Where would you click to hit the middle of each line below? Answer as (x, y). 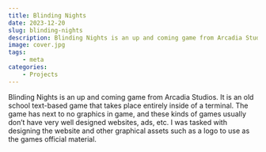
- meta (33, 60)
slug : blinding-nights (46, 30)
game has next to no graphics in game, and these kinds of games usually (127, 114)
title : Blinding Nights (47, 15)
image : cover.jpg (37, 45)
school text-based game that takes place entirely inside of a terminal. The (128, 105)
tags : (17, 52)
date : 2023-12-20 (37, 23)
